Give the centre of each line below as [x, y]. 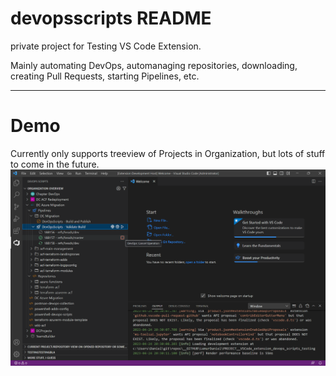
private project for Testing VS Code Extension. [106, 46]
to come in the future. [55, 164]
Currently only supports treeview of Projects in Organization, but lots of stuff [168, 153]
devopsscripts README [111, 18]
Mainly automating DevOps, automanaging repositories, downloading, [154, 65]
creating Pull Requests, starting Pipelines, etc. [105, 76]
